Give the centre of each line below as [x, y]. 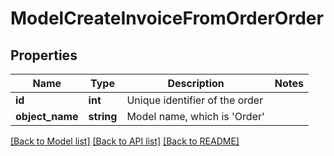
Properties [44, 55]
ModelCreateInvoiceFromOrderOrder [167, 18]
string [103, 116]
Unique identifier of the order [195, 100]
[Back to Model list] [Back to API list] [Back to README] [125, 141]
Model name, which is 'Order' [195, 116]
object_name [47, 116]
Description [196, 83]
